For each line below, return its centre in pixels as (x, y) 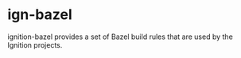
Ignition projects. (35, 44)
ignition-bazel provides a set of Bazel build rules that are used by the (120, 37)
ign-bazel (40, 15)
